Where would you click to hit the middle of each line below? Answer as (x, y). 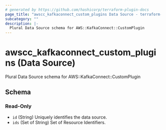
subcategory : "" (22, 19)
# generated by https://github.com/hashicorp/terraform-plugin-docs (77, 10)
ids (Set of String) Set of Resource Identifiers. (59, 122)
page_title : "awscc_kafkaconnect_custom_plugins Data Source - (72, 14)
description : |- (22, 23)
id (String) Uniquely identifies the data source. (60, 117)
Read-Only (19, 106)
